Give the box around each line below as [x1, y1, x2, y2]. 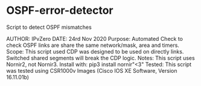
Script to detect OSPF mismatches [6, 23, 92, 31]
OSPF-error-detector [6, 4, 113, 17]
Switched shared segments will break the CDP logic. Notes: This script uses [6, 54, 195, 61]
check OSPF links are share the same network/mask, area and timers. [6, 41, 180, 49]
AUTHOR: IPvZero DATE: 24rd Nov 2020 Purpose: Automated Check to [6, 35, 183, 42]
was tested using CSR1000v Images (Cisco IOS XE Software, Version [6, 67, 177, 74]
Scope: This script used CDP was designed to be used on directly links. [6, 48, 184, 55]
